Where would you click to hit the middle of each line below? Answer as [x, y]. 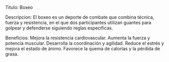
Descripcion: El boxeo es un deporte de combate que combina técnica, [80, 17]
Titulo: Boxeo [19, 7]
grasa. [12, 54]
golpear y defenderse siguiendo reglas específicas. [59, 28]
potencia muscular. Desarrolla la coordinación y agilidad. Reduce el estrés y [85, 43]
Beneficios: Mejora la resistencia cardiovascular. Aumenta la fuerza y [78, 38]
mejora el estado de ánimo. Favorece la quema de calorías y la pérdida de [83, 49]
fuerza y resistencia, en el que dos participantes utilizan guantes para [78, 23]
